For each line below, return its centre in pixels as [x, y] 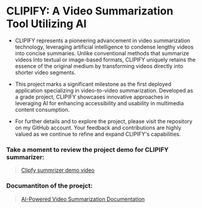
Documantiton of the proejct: [49, 186]
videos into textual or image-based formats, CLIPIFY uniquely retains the [105, 60]
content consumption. [42, 109]
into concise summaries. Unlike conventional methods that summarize [102, 53]
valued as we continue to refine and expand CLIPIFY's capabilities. [98, 134]
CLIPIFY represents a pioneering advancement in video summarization [103, 40]
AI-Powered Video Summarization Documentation [83, 199]
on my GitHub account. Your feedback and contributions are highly [98, 127]
